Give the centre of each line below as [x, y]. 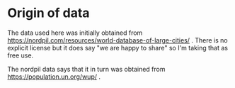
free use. [21, 55]
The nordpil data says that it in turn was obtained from [86, 69]
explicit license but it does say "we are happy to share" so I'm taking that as [118, 48]
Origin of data [48, 13]
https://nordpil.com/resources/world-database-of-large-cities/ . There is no [117, 40]
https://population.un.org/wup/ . [54, 77]
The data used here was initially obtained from [75, 33]
